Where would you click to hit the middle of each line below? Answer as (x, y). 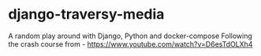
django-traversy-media (86, 14)
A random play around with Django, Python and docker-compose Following (130, 36)
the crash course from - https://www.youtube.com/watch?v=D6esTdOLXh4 (130, 44)
